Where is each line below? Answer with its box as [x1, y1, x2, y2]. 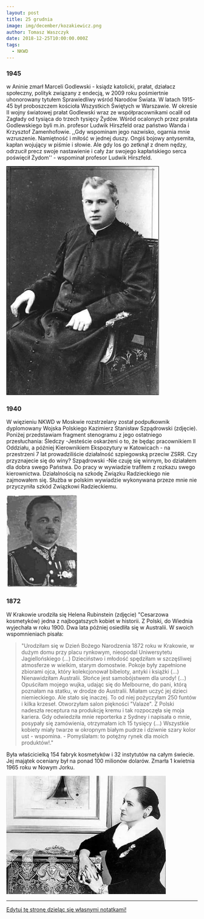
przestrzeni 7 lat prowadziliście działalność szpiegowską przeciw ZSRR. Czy [6, 451, 197, 458]
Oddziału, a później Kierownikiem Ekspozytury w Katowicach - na [6, 444, 171, 451]
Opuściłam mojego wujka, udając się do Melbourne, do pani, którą [21, 681, 187, 688]
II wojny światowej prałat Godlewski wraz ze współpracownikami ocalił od [6, 109, 191, 116]
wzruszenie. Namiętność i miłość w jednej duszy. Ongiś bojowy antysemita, [6, 134, 195, 142]
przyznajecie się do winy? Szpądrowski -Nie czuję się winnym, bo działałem [6, 457, 197, 465]
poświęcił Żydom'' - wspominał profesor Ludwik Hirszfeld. [6, 154, 152, 161]
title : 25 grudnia [6, 16, 53, 23]
